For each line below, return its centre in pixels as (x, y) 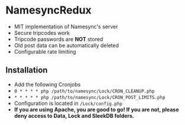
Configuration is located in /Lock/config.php (68, 103)
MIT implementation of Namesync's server (66, 27)
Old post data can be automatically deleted (66, 45)
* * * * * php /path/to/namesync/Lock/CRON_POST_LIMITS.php (90, 97)
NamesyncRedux (49, 10)
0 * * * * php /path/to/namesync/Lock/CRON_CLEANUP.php (84, 91)
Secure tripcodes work (42, 32)
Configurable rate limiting (45, 51)
